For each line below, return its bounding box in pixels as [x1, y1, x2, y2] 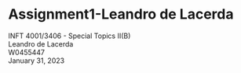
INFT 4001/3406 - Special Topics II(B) [8, 31, 131, 40]
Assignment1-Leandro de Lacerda [8, 5, 234, 23]
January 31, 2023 [8, 56, 65, 65]
